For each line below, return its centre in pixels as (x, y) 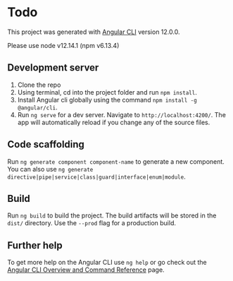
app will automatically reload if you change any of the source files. (114, 122)
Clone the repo (39, 85)
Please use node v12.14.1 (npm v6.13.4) (63, 45)
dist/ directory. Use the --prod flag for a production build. (92, 223)
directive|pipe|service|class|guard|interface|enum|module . (96, 177)
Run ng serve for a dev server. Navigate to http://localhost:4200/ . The (122, 114)
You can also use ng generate (50, 169)
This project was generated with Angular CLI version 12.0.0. (94, 32)
